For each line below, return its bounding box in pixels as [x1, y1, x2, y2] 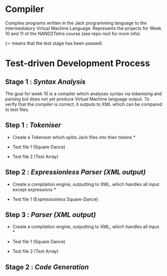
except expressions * [12, 186, 56, 192]
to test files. [5, 106, 29, 113]
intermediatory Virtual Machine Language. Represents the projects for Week [5, 25, 162, 31]
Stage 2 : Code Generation [5, 263, 89, 271]
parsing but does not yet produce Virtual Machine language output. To [5, 96, 150, 102]
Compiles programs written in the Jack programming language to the [5, 20, 147, 26]
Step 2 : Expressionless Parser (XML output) [5, 168, 146, 176]
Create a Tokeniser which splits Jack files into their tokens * [12, 134, 136, 140]
